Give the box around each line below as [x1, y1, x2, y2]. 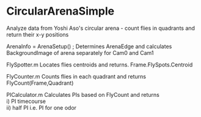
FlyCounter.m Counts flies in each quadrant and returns [6, 73, 147, 80]
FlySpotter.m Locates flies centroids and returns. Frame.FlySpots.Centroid [6, 61, 193, 68]
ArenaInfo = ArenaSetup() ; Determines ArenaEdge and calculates [6, 43, 172, 50]
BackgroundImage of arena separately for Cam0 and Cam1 [6, 49, 154, 56]
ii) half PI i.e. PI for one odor [6, 104, 77, 111]
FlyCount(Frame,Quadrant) [6, 79, 74, 87]
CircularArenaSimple [6, 4, 115, 18]
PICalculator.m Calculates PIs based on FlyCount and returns [6, 91, 160, 98]
